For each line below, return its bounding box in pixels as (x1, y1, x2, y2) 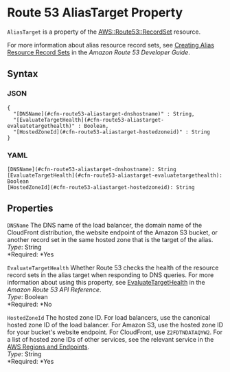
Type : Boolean (7, 292, 48, 300)
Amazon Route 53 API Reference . (7, 285, 102, 294)
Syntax (7, 68, 38, 80)
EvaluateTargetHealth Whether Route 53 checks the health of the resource (7, 263, 219, 272)
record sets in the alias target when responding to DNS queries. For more (7, 270, 214, 279)
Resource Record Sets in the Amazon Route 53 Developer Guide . (7, 48, 191, 56)
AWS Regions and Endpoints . (7, 342, 89, 351)
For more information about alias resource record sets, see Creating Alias (7, 41, 215, 49)
